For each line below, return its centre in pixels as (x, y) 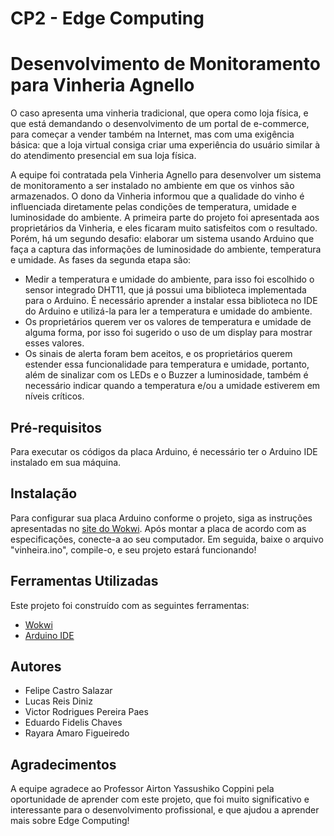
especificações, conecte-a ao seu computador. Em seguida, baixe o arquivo (167, 539)
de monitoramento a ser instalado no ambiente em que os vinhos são (152, 186)
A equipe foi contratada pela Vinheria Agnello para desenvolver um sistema (166, 175)
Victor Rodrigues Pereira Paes (86, 712)
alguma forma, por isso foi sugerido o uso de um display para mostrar (168, 333)
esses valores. (54, 343)
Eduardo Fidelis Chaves (73, 723)
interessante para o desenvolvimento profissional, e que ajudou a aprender (165, 810)
